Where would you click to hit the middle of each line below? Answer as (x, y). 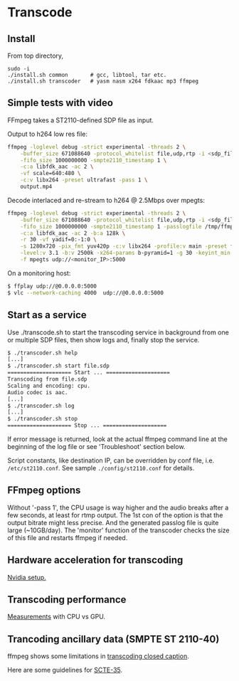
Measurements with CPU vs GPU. (56, 617)
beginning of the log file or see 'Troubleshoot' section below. (96, 447)
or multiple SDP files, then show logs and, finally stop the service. (103, 339)
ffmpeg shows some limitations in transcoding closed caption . (99, 656)
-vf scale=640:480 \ (51, 174)
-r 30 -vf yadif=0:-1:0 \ (59, 240)
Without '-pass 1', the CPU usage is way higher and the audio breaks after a (118, 507)
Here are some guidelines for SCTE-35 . (65, 670)
